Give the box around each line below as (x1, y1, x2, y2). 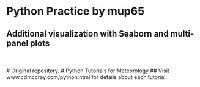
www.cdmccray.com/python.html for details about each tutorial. (6, 74, 167, 80)
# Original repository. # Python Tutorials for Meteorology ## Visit (6, 67, 169, 74)
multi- (170, 29, 194, 39)
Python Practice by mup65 (6, 4, 145, 18)
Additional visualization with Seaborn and (6, 29, 169, 39)
